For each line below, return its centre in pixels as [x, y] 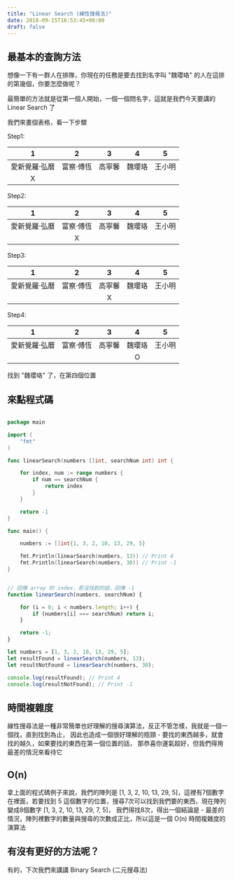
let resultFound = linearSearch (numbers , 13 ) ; [76, 658]
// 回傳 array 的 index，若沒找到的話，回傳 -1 [71, 588]
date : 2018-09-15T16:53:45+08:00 [56, 20]
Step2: [17, 196]
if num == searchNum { [65, 480]
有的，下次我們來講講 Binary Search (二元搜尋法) [78, 870]
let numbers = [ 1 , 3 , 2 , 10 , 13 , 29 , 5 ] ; [69, 652]
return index [63, 486]
